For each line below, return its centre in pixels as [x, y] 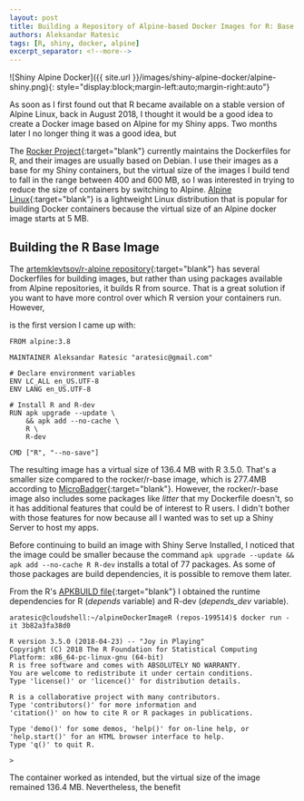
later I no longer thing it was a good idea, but [93, 133]
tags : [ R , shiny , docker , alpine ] [75, 43]
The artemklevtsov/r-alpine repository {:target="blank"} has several [135, 269]
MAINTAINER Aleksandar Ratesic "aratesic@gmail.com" [111, 357]
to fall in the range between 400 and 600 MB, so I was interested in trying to [152, 180]
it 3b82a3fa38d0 [40, 625]
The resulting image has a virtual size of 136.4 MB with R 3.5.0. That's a [143, 469]
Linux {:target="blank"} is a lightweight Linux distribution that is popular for [148, 200]
